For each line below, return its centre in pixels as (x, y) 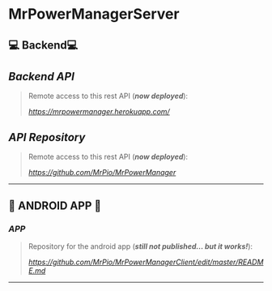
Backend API (42, 77)
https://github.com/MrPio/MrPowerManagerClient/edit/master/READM (146, 262)
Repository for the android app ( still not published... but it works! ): (140, 246)
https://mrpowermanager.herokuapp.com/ (99, 112)
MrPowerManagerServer (94, 14)
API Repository (47, 137)
